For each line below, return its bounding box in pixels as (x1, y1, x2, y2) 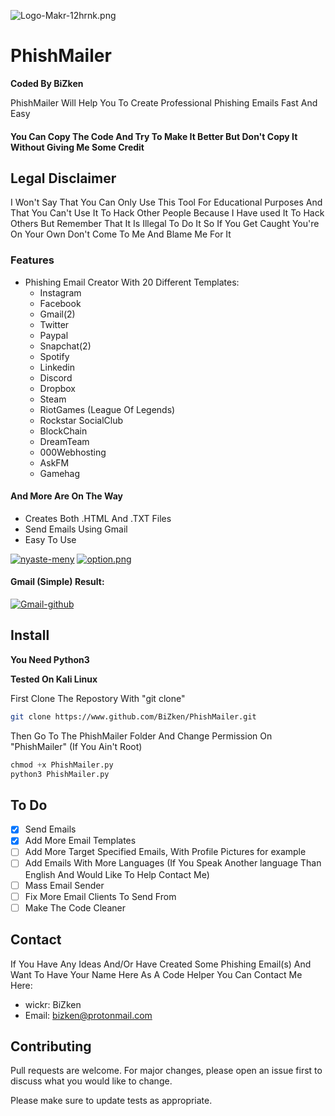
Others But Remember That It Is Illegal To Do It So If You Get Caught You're (10, 218, 320, 230)
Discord (39, 371, 73, 384)
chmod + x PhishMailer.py (10, 760, 114, 770)
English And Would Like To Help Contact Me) (24, 868, 210, 880)
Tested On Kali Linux (10, 673, 98, 685)
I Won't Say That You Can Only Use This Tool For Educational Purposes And (10, 196, 323, 209)
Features (10, 253, 55, 267)
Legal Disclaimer (10, 170, 117, 187)
